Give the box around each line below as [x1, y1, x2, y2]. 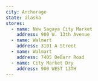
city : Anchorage [5, 9, 47, 15]
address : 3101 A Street [16, 43, 77, 49]
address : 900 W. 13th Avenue [16, 32, 90, 38]
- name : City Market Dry [11, 60, 74, 66]
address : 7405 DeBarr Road [16, 54, 85, 60]
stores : [5, 20, 25, 26]
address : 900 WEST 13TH [16, 65, 77, 72]
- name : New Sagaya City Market [11, 26, 93, 32]
